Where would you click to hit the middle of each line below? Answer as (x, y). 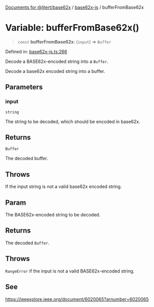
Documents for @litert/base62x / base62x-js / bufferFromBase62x (75, 7)
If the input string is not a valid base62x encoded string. (64, 186)
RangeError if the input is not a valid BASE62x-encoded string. (70, 271)
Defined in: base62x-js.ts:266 (36, 51)
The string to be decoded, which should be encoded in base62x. (73, 122)
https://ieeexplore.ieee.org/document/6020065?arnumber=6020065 (77, 299)
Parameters (24, 87)
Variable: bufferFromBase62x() (72, 28)
